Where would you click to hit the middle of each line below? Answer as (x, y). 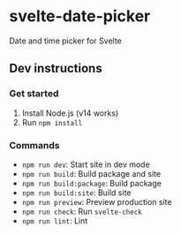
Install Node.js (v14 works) (70, 113)
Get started (34, 94)
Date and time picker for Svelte (65, 41)
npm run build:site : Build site (76, 193)
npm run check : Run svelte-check (82, 211)
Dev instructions (56, 68)
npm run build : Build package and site (91, 173)
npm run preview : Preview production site (97, 201)
